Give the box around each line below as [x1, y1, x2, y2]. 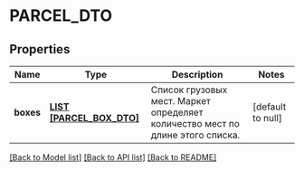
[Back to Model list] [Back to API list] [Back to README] [9, 152, 217, 163]
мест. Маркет [150, 95, 211, 107]
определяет [150, 106, 204, 119]
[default [252, 100, 287, 113]
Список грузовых [150, 83, 228, 96]
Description [171, 69, 223, 81]
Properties [9, 42, 71, 57]
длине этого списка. [150, 128, 241, 141]
